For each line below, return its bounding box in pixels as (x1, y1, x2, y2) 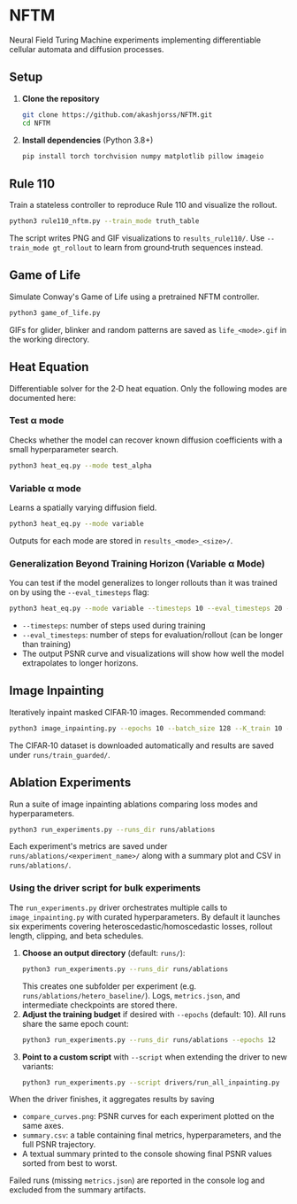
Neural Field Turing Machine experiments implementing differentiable (9, 35, 262, 45)
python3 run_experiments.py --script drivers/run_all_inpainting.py (21, 1077, 280, 1087)
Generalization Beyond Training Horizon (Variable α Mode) (9, 557, 265, 569)
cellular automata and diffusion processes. (9, 43, 164, 54)
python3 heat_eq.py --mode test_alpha (9, 461, 152, 470)
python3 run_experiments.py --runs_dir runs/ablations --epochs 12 (21, 1035, 277, 1045)
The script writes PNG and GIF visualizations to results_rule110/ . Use (9, 233, 265, 243)
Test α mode (9, 414, 65, 427)
